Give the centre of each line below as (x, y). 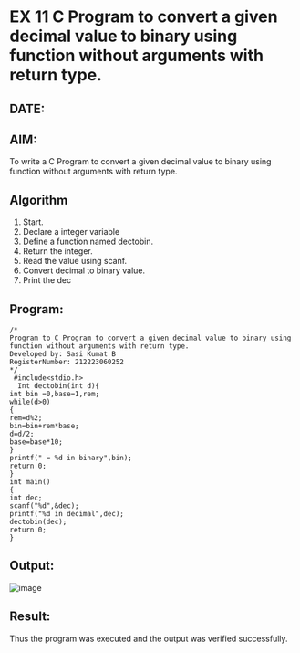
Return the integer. (57, 251)
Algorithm (39, 200)
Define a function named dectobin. (88, 242)
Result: (30, 617)
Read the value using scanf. (75, 261)
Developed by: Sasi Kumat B (63, 354)
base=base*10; (36, 442)
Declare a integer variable (71, 232)
